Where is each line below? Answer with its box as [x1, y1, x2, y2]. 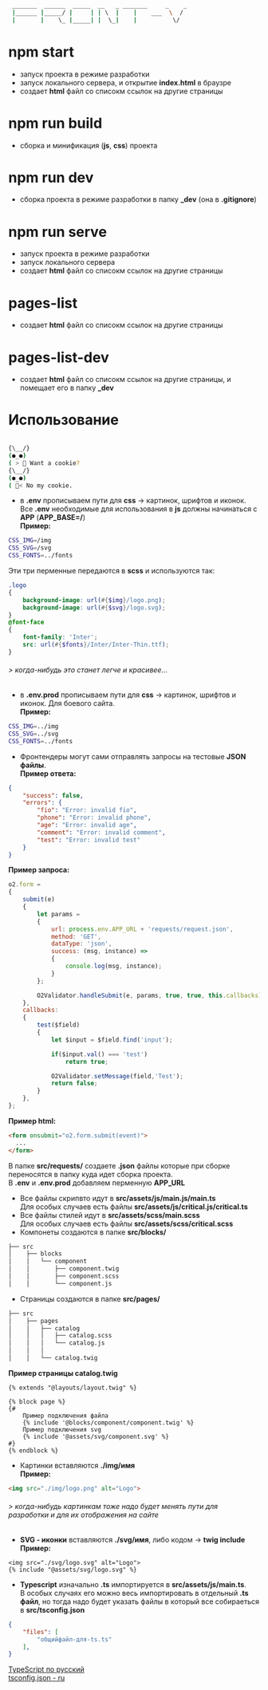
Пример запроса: [8, 865, 70, 875]
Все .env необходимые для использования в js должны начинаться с [19, 504, 258, 514]
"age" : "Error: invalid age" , [37, 821, 137, 829]
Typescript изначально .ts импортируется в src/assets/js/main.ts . [19, 1579, 247, 1589]
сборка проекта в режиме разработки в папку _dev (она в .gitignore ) [19, 195, 257, 204]
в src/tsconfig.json [19, 1605, 85, 1614]
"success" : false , [22, 791, 84, 799]
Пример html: [8, 1116, 56, 1125]
